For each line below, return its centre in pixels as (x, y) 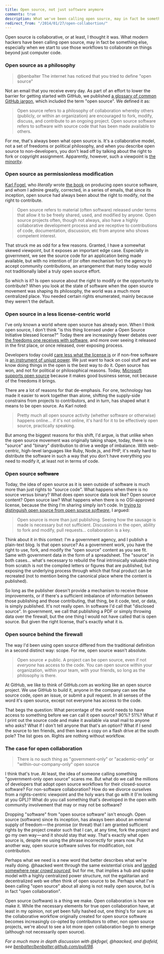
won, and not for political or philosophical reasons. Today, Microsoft (73, 371)
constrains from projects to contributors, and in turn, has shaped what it (77, 401)
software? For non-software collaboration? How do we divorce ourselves (78, 789)
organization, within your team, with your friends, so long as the (81, 670)
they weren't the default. (30, 301)
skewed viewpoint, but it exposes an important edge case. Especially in (77, 250)
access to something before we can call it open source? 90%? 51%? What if (81, 715)
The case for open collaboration (44, 748)
